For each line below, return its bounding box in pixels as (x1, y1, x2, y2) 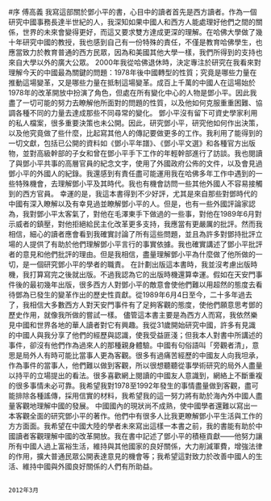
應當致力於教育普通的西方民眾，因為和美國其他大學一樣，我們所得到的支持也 (8, 48, 263, 57)
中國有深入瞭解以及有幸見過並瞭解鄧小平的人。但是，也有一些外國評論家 (8, 199, 248, 208)
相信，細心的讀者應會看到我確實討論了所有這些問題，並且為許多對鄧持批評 (8, 229, 256, 238)
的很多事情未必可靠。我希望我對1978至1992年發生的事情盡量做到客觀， (8, 381, 245, 390)
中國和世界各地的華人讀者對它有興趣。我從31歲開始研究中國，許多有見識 (15, 320, 256, 330)
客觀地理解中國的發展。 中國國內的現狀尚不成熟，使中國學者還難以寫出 (15, 401, 251, 410)
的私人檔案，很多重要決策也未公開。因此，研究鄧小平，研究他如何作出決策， (8, 118, 263, 128)
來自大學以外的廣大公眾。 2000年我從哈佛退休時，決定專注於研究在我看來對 (8, 57, 261, 67)
